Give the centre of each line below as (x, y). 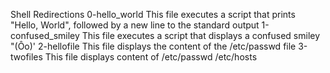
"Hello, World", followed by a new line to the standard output (135, 25)
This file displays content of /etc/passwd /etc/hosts (151, 57)
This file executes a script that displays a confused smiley (201, 35)
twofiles (26, 57)
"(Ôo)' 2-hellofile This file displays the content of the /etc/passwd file (153, 46)
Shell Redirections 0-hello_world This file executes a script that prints (153, 14)
